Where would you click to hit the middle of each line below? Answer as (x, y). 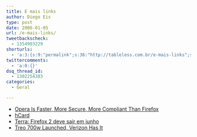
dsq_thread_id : (25, 71)
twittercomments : (27, 60)
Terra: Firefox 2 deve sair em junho (57, 121)
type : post (19, 22)
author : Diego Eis (28, 17)
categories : (21, 82)
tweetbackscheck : (27, 38)
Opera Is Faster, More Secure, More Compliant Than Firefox (87, 109)
